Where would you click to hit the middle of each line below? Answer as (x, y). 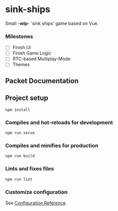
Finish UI (22, 48)
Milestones (19, 36)
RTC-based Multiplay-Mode (41, 59)
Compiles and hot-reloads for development (59, 122)
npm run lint (19, 179)
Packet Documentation (42, 81)
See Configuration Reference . (36, 203)
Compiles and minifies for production (52, 145)
